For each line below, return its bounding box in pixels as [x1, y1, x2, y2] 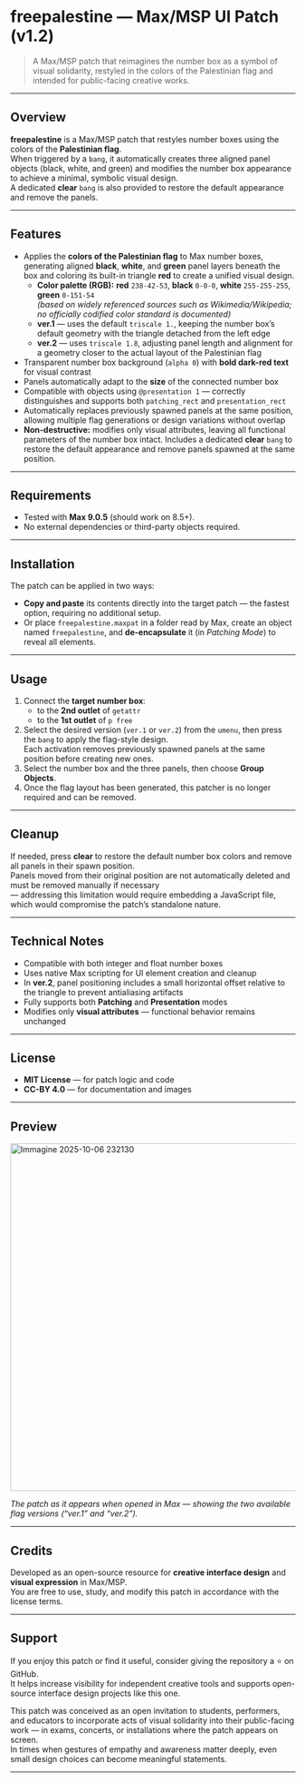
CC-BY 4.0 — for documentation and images [23, 1084, 193, 1095]
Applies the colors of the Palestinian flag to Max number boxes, [23, 250, 263, 261]
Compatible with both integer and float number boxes [23, 957, 224, 968]
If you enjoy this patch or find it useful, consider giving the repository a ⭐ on [10, 1655, 294, 1666]
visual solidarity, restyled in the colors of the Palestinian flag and [32, 65, 274, 76]
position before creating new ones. [23, 753, 154, 764]
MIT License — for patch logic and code [23, 1074, 175, 1085]
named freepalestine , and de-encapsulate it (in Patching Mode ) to [23, 627, 277, 638]
